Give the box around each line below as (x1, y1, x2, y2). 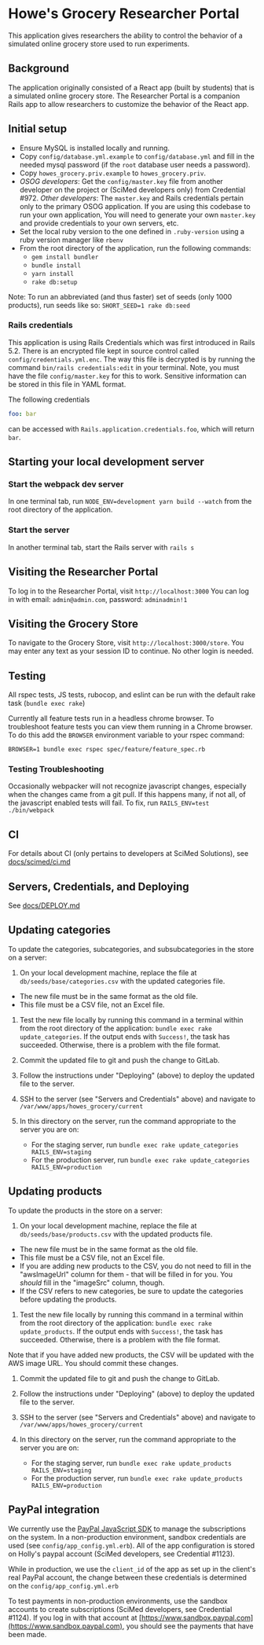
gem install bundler (31, 253, 99, 261)
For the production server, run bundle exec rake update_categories (31, 1155, 250, 1164)
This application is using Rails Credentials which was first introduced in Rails (8, 337, 255, 347)
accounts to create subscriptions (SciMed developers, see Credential (8, 1604, 233, 1614)
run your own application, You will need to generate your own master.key (19, 210, 256, 219)
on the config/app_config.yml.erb (8, 1581, 119, 1590)
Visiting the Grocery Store (8, 617, 139, 630)
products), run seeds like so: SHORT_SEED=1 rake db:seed (8, 300, 191, 310)
